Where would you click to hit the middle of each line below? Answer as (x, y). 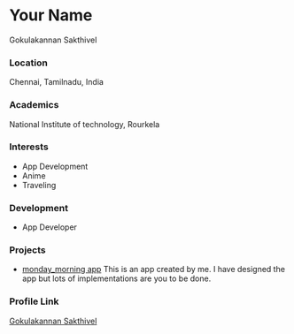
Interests (29, 147)
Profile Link (34, 301)
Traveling (39, 185)
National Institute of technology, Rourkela (85, 124)
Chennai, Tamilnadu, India (57, 82)
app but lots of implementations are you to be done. (116, 278)
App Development (55, 166)
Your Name (51, 15)
